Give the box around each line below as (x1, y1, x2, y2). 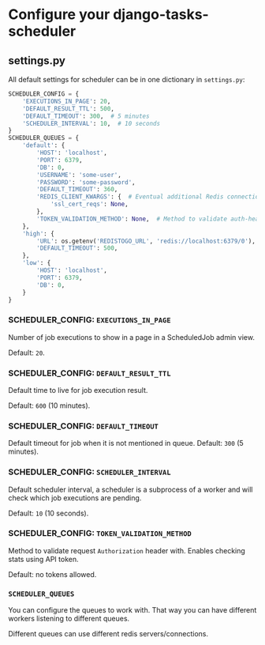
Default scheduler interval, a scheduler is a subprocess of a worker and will (8, 485, 253, 494)
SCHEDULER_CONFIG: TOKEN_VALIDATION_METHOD (8, 528, 192, 539)
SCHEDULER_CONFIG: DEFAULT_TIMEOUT (8, 421, 159, 432)
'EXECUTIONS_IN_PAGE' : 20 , (22, 97, 111, 105)
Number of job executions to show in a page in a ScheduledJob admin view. (8, 332, 255, 341)
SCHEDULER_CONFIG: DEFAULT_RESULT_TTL (8, 368, 171, 379)
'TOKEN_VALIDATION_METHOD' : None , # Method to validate (36, 215, 227, 223)
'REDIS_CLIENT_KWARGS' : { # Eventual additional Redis (36, 193, 224, 201)
